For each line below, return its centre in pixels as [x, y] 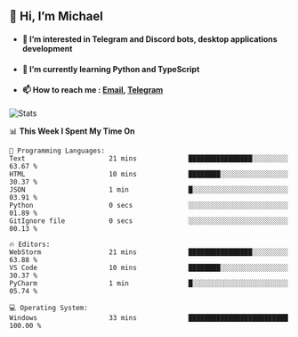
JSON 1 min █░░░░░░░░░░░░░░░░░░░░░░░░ [149, 189]
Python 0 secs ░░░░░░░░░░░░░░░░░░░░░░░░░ [149, 205]
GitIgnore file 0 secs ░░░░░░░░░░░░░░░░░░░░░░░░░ [149, 221]
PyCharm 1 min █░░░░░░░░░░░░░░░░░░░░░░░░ [149, 283]
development [47, 48]
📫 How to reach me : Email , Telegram [93, 90]
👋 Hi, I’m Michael [56, 16]
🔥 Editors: [30, 244]
